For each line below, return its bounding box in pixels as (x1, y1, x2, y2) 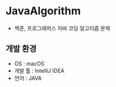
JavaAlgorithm (5, 4, 81, 18)
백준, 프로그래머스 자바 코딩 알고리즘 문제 (14, 24, 111, 32)
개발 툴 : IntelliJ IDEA (14, 67, 65, 74)
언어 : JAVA (14, 74, 42, 82)
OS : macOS (14, 60, 45, 67)
